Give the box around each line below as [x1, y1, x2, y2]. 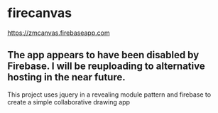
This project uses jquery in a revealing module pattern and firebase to [7, 90, 212, 99]
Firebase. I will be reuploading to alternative [7, 60, 205, 72]
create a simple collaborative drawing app [7, 97, 130, 106]
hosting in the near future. [7, 71, 126, 83]
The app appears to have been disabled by [7, 49, 200, 61]
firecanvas [7, 5, 72, 21]
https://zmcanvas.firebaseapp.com [7, 28, 110, 37]
